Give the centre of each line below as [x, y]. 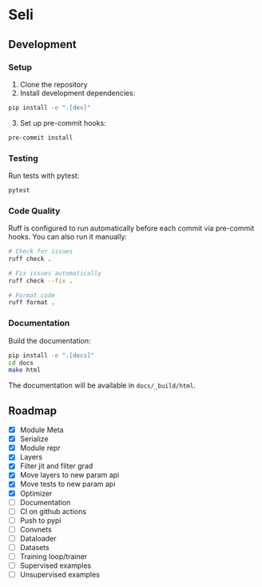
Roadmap [33, 410]
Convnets [36, 529]
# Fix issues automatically [55, 273]
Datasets [34, 547]
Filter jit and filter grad [56, 466]
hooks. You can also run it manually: [68, 237]
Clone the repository [54, 84]
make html [25, 370]
